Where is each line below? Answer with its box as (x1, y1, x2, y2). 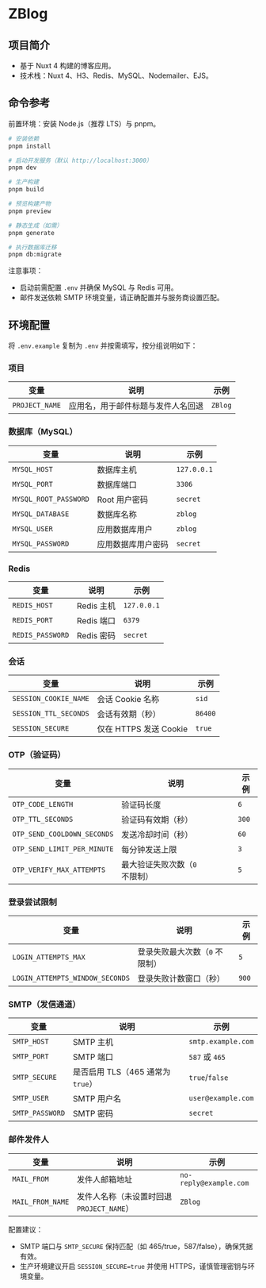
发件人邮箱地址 (76, 1174, 133, 1185)
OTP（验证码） (8, 750, 66, 761)
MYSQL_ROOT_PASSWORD (12, 494, 89, 503)
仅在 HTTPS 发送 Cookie (97, 723, 188, 735)
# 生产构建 (8, 178, 40, 187)
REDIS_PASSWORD (12, 631, 70, 640)
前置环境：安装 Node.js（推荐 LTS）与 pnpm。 (8, 118, 161, 128)
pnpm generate (8, 229, 55, 237)
